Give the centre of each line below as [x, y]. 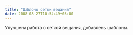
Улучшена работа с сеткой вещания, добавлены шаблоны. [67, 27]
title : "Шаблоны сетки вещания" [38, 9]
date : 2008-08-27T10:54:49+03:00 [39, 14]
